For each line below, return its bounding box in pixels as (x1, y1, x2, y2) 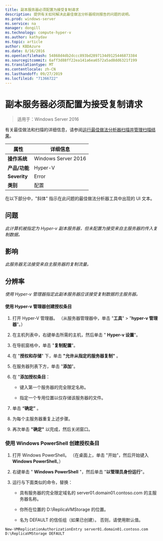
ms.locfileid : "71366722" (5, 76, 58, 81)
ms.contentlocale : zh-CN (5, 67, 56, 72)
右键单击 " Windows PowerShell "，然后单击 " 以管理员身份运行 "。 (12, 468, 147, 474)
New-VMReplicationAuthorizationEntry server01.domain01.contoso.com (5, 527, 148, 532)
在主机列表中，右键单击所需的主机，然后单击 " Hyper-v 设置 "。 (12, 332, 141, 338)
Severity (7, 173, 28, 180)
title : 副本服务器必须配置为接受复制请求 (5, 7, 80, 12)
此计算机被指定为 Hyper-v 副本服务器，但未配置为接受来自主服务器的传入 (5, 225, 153, 231)
